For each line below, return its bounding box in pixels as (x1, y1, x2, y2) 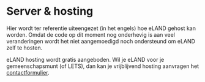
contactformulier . (6, 69, 50, 76)
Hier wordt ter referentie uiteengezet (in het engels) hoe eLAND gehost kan (6, 24, 196, 32)
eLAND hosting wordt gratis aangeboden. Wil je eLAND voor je (6, 56, 165, 63)
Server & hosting (6, 4, 94, 18)
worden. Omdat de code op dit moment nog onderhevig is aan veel (6, 31, 176, 38)
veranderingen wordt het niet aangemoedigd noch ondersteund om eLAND (6, 37, 196, 45)
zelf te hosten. (6, 44, 43, 51)
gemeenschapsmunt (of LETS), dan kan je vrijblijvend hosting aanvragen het (6, 62, 199, 70)
